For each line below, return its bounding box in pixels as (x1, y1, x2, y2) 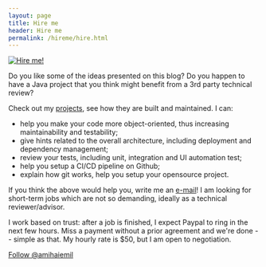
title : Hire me (8, 19, 59, 27)
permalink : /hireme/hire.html (8, 33, 109, 42)
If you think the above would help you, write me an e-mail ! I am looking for (8, 185, 252, 195)
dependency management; (19, 144, 109, 154)
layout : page (8, 11, 52, 20)
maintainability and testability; (19, 128, 118, 137)
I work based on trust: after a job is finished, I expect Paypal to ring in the (8, 218, 248, 227)
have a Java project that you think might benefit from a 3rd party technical (8, 80, 252, 89)
